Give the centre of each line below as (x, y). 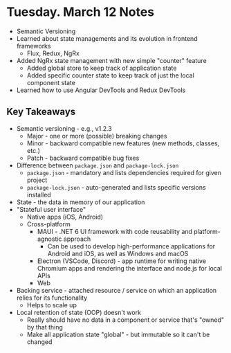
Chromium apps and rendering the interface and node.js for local (130, 268)
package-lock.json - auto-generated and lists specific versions (116, 187)
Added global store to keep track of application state (102, 68)
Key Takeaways (41, 112)
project (37, 180)
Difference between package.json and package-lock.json (98, 165)
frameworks (34, 46)
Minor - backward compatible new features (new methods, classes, (123, 143)
